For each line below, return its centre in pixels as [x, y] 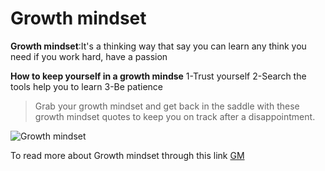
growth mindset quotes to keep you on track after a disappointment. [175, 116]
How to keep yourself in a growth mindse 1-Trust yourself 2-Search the [158, 76]
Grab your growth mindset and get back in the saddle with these [167, 106]
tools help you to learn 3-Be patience [87, 86]
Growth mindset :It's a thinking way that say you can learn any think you [158, 46]
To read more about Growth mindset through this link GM [127, 155]
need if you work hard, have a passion [89, 56]
